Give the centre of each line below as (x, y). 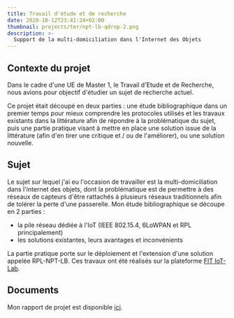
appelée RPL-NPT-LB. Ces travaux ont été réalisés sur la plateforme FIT (110, 261)
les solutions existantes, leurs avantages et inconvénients (100, 240)
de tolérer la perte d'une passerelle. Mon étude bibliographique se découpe (116, 204)
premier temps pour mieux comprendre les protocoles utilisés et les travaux (116, 113)
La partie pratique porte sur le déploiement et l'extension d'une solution (110, 253)
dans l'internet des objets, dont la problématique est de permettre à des (111, 189)
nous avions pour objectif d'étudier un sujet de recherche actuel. (101, 92)
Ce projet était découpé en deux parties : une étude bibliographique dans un (117, 106)
